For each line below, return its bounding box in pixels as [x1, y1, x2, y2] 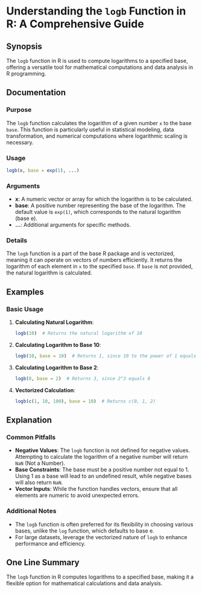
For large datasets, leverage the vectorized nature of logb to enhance [14, 533, 188, 540]
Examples [6, 287, 44, 297]
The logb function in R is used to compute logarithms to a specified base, [6, 57, 188, 64]
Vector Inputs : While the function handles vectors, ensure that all [14, 485, 178, 493]
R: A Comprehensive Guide [6, 17, 145, 31]
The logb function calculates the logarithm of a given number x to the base [6, 119, 192, 126]
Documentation [6, 88, 66, 98]
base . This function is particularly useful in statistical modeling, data [6, 126, 174, 133]
